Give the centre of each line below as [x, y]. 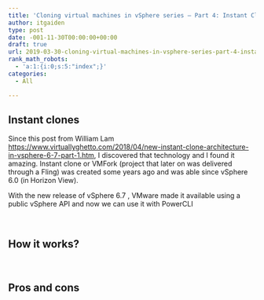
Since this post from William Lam [61, 139]
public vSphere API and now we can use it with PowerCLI [101, 204]
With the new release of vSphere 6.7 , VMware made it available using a [125, 196]
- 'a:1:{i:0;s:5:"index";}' [61, 67]
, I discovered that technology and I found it [164, 155]
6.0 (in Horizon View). [43, 181]
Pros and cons [44, 287]
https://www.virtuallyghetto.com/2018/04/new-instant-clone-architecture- [128, 147]
